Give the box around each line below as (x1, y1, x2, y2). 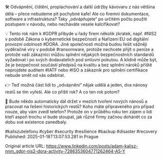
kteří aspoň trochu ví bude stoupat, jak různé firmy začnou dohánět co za (5, 114, 152, 120)
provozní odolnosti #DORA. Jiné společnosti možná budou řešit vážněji (5, 41, 147, 47)
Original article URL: (5, 143, 45, 149)
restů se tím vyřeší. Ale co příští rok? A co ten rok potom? (5, 89, 120, 95)
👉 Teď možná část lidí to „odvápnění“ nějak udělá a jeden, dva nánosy (5, 82, 148, 88)
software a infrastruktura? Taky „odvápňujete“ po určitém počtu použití (5, 16, 147, 22)
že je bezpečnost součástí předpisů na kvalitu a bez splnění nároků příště (5, 62, 152, 68)
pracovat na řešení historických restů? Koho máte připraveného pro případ (5, 104, 154, 109)
